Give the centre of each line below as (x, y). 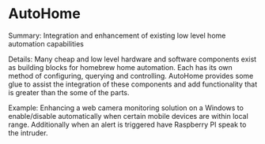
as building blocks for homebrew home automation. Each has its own (121, 67)
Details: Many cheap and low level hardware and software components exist (132, 59)
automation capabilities (46, 43)
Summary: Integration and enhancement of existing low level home (117, 35)
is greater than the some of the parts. (69, 92)
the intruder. (28, 133)
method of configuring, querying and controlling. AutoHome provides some (131, 76)
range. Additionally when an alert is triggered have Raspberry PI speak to (127, 124)
